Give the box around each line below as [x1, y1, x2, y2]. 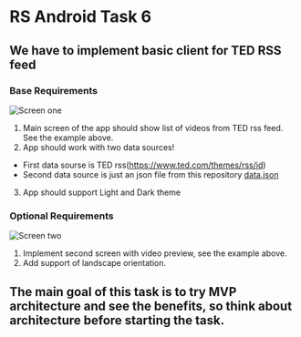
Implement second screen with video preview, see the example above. [22, 248, 287, 259]
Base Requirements [9, 84, 99, 97]
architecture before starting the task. [9, 312, 225, 328]
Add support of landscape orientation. [22, 258, 167, 269]
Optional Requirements [9, 209, 114, 222]
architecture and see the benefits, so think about [9, 298, 293, 313]
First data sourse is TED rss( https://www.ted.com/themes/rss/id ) [22, 159, 266, 170]
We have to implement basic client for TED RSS [9, 43, 282, 58]
